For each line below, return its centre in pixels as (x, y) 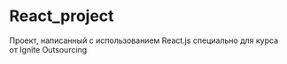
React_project (62, 16)
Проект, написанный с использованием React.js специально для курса (144, 40)
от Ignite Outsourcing (48, 49)
